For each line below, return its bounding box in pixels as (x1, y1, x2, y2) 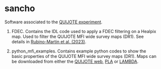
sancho (4, 3, 35, 14)
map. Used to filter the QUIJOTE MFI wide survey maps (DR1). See (11, 34, 144, 39)
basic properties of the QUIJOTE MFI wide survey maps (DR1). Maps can (11, 53, 157, 59)
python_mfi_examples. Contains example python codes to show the (11, 48, 146, 54)
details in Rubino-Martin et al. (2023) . (11, 38, 87, 44)
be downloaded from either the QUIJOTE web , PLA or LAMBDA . (11, 58, 139, 64)
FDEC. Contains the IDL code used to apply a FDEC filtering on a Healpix (11, 28, 157, 34)
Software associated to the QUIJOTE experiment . (4, 19, 102, 25)
